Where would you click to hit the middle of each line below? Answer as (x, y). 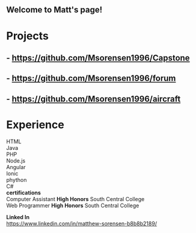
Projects (28, 36)
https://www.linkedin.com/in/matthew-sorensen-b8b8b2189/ (82, 223)
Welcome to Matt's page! (54, 10)
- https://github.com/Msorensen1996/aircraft (93, 99)
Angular (16, 167)
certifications (23, 193)
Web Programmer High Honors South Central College (73, 205)
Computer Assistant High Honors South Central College (75, 199)
